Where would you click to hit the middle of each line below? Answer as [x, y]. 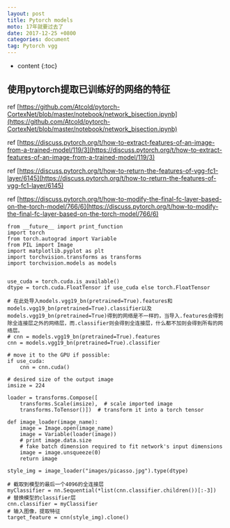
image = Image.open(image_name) [67, 428]
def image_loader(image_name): [53, 422]
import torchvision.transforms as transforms [74, 257]
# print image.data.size [56, 440]
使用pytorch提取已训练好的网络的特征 [89, 90]
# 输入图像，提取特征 [34, 511]
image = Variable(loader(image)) [68, 434]
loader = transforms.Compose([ [53, 398]
